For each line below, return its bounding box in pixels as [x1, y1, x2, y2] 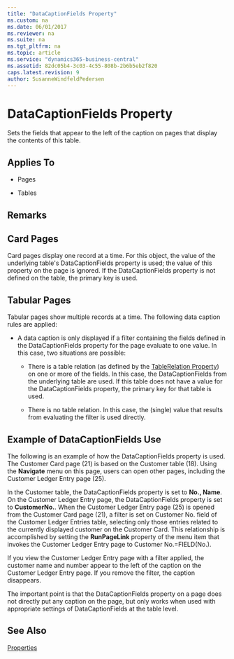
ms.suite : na [7, 36, 45, 43]
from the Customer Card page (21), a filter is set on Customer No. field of [7, 510, 218, 519]
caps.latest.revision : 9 [7, 69, 80, 76]
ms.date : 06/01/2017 [7, 23, 68, 30]
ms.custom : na [7, 17, 49, 24]
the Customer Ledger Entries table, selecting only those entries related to [7, 517, 219, 526]
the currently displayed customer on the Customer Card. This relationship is [7, 525, 226, 534]
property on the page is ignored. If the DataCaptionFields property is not [7, 266, 216, 275]
